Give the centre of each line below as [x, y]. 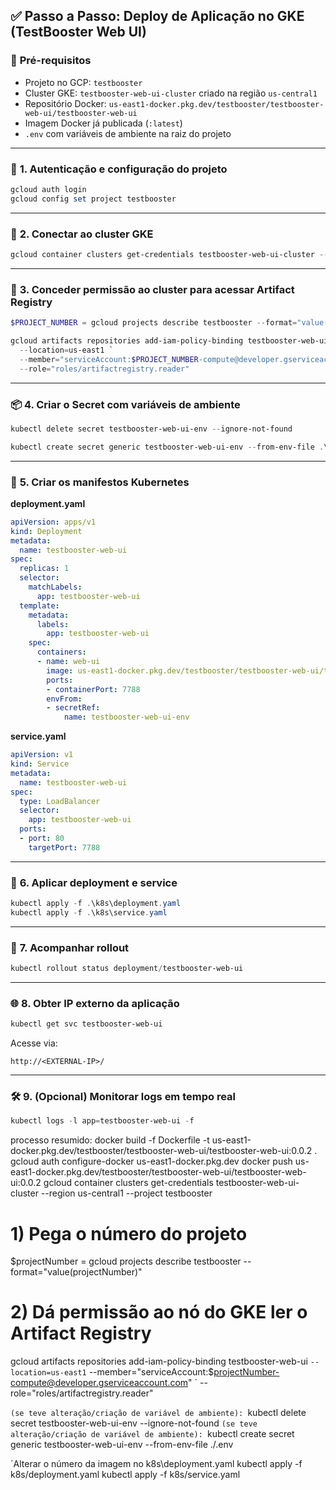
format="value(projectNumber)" [76, 1272]
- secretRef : [73, 708]
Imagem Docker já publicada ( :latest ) [103, 123]
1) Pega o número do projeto [129, 1233]
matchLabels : [55, 587]
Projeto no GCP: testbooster [83, 82]
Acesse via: [34, 1043]
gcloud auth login [48, 189]
